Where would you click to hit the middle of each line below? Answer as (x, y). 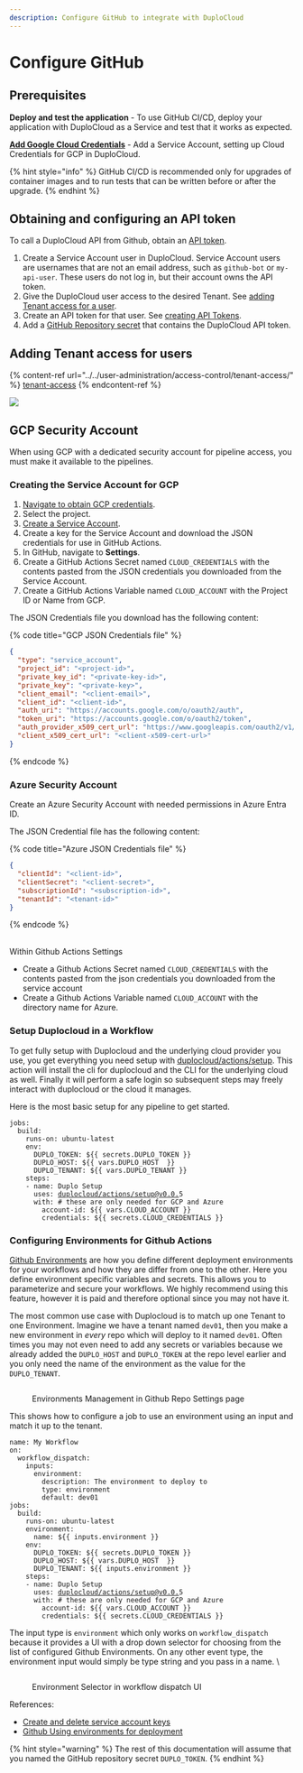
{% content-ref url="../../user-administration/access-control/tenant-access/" (151, 375)
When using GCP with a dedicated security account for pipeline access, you (151, 452)
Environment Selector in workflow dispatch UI (117, 1687)
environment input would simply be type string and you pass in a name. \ (144, 1662)
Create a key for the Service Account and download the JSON (138, 533)
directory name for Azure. (70, 1008)
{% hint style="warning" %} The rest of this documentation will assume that (150, 1749)
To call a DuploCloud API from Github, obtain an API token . (118, 241)
